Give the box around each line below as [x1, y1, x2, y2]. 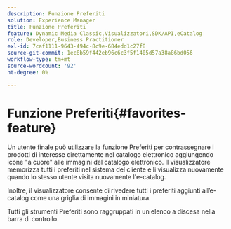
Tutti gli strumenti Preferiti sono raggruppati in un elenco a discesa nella [7, 207, 216, 216]
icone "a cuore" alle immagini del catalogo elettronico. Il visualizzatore [7, 158, 211, 167]
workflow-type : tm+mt [7, 56, 71, 63]
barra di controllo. [7, 215, 59, 223]
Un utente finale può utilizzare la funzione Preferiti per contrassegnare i [7, 143, 214, 151]
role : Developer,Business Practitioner [7, 36, 124, 43]
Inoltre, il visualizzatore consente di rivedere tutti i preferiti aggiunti [7, 186, 201, 195]
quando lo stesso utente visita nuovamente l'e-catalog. [7, 173, 166, 181]
